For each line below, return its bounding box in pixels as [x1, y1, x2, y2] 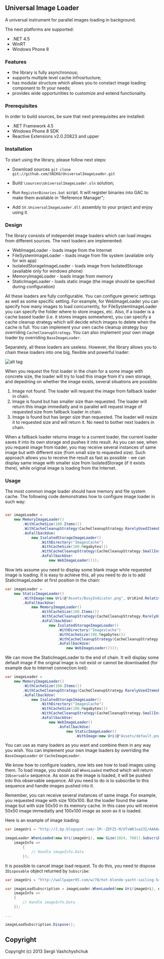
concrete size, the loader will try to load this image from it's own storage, [5, 373, 152, 379]
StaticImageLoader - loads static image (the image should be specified [12, 279, 155, 284]
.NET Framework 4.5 [12, 123, 54, 129]
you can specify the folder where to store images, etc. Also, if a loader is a [5, 309, 155, 314]
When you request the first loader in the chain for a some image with [5, 369, 143, 374]
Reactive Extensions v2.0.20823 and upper [12, 133, 99, 139]
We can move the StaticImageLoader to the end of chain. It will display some [5, 654, 159, 660]
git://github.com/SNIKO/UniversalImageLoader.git [12, 171, 116, 176]
